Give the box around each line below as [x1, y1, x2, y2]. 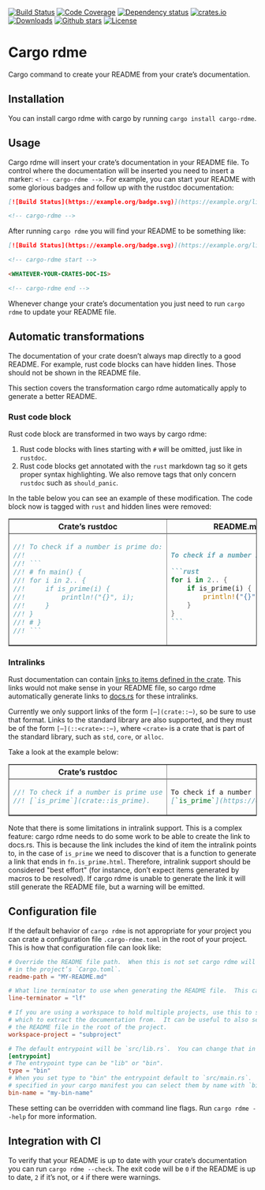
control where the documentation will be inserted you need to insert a [8, 166, 235, 175]
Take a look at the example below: [8, 748, 119, 757]
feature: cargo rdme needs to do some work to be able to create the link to [8, 832, 251, 842]
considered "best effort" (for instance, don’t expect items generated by [8, 865, 240, 875]
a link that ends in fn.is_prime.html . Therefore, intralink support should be [8, 857, 251, 867]
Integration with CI [8, 1135, 101, 1148]
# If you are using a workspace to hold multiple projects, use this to [8, 1008, 252, 1017]
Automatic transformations [8, 330, 145, 344]
